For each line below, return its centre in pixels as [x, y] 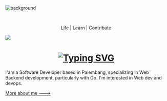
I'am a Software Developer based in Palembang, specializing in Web [77, 72]
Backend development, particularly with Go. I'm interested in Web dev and [84, 77]
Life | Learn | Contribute [86, 28]
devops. [14, 83]
